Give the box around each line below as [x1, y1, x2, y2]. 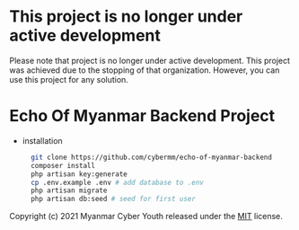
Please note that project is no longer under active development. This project [9, 55, 290, 66]
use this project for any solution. [9, 74, 128, 84]
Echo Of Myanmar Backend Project [9, 106, 276, 127]
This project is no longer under [9, 6, 243, 27]
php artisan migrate [31, 186, 108, 195]
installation [22, 135, 63, 146]
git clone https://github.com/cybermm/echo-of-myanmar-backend [31, 153, 272, 162]
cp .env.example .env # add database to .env [31, 178, 204, 187]
